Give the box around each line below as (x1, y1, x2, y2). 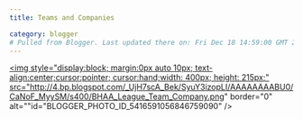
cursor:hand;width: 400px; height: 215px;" (112, 72, 270, 83)
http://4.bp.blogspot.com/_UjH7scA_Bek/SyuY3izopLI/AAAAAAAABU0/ (30, 82, 294, 93)
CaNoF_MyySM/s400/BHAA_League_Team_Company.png (9, 91, 225, 102)
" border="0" (224, 91, 273, 102)
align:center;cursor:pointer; (9, 72, 111, 83)
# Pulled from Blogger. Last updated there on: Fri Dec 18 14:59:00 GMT (9, 38, 289, 47)
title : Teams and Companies (9, 13, 115, 23)
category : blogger (9, 29, 78, 39)
